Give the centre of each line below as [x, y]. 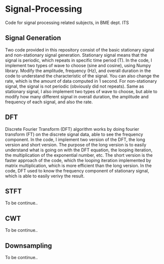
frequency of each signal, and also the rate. [49, 102]
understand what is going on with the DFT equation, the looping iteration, [79, 150]
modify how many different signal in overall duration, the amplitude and [77, 96]
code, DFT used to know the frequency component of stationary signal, [77, 170]
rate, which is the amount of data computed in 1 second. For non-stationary [81, 81]
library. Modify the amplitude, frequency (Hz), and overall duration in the [78, 71]
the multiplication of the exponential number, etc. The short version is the [79, 155]
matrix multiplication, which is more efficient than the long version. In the [78, 166]
